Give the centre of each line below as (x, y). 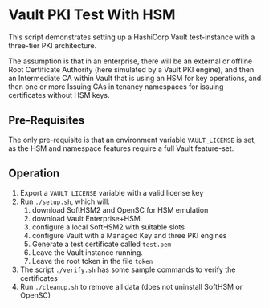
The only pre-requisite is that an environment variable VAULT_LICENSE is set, (132, 140)
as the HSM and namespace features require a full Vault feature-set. (121, 148)
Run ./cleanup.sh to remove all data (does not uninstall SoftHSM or (131, 286)
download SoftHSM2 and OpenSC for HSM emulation (120, 209)
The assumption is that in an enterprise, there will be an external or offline (130, 61)
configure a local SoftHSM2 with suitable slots (108, 227)
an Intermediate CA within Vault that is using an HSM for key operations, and (135, 78)
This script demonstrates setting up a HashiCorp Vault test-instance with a (132, 37)
